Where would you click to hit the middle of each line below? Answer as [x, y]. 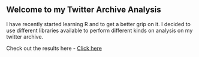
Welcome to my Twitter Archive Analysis [84, 10]
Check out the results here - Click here [54, 48]
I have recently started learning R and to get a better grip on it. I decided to [98, 24]
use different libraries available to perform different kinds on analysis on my [99, 30]
